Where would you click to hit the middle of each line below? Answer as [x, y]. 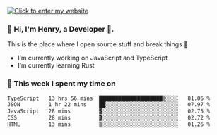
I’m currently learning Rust [56, 65]
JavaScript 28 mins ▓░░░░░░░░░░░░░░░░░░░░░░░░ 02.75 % [109, 111]
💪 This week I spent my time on [62, 84]
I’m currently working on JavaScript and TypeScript [93, 58]
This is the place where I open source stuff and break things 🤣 [98, 44]
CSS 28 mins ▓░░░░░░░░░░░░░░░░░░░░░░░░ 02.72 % [109, 118]
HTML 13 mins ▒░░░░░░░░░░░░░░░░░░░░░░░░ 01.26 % [109, 124]
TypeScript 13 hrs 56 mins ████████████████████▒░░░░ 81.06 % [109, 98]
